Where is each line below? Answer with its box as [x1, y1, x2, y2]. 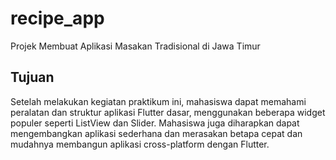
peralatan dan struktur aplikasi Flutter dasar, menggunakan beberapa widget [10, 106, 326, 118]
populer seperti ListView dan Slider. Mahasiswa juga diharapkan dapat [10, 117, 300, 129]
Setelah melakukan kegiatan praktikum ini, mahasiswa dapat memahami [10, 95, 307, 107]
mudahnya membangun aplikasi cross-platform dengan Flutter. [10, 138, 270, 150]
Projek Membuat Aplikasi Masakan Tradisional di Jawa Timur [10, 40, 261, 52]
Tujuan [10, 69, 55, 86]
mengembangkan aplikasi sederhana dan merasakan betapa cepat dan [10, 127, 303, 139]
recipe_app [10, 7, 105, 30]
